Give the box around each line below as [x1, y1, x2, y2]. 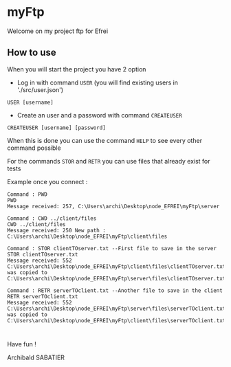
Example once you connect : [7, 177, 88, 186]
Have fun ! [7, 340, 36, 348]
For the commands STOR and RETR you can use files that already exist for [7, 157, 211, 165]
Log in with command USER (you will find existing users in [16, 78, 179, 87]
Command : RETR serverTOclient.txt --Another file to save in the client [7, 287, 223, 294]
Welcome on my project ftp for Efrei [7, 27, 109, 35]
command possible [7, 144, 61, 152]
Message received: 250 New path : [7, 227, 107, 234]
